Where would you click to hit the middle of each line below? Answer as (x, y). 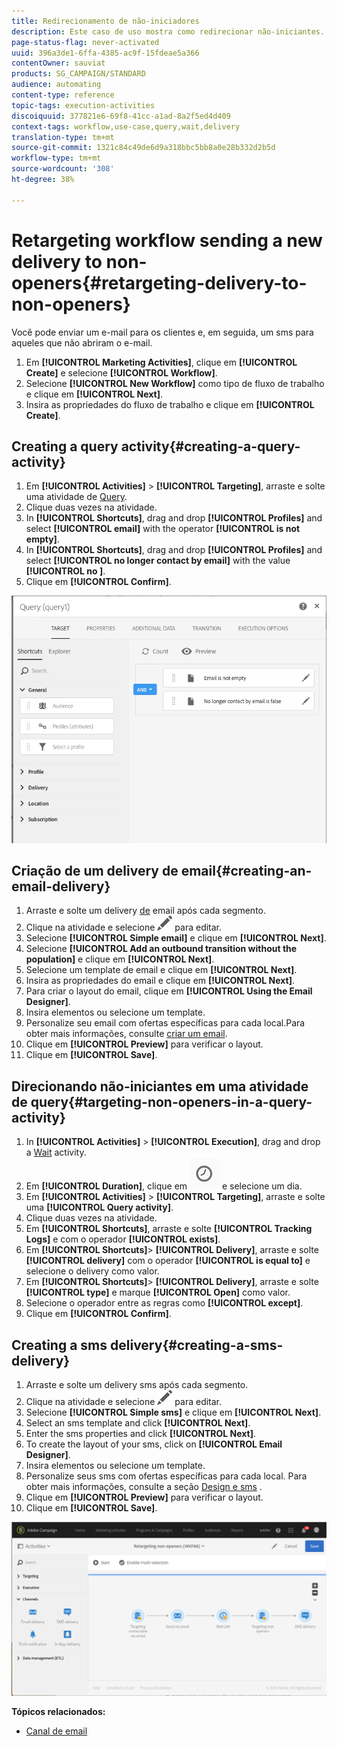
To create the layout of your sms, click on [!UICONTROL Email (154, 1444)
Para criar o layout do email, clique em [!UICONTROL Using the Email (169, 991)
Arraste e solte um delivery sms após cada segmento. (137, 1385)
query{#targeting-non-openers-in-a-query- (171, 1101)
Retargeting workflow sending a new (167, 240)
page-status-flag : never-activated (85, 42)
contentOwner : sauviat (58, 63)
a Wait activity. (56, 1152)
